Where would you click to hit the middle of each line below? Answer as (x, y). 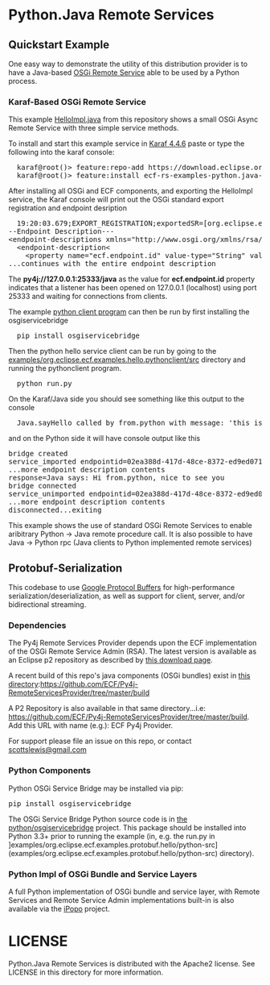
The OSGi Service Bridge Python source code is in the (98, 819)
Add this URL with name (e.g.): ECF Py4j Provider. (91, 725)
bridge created (38, 454)
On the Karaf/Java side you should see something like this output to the (127, 399)
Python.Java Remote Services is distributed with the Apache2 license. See (132, 963)
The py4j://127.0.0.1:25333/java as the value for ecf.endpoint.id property (132, 279)
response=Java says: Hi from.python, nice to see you (117, 478)
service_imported (42, 462)
